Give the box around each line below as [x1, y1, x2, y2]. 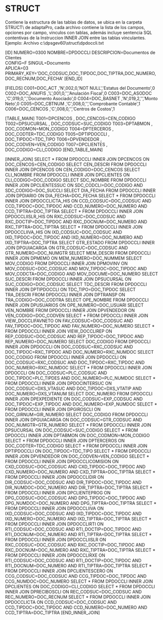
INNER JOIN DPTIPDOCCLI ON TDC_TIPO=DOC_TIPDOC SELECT [5, 286, 136, 292]
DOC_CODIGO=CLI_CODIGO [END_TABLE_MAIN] [5, 147, 103, 153]
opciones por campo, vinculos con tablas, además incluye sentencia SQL [5, 29, 152, 35]
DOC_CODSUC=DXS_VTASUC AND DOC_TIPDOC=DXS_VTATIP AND [5, 386, 142, 391]
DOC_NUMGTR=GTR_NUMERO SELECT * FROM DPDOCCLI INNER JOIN [5, 422, 151, 428]
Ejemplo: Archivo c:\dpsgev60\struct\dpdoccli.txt [5, 40, 104, 46]
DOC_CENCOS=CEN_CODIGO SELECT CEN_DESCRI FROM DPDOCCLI [5, 161, 147, 167]
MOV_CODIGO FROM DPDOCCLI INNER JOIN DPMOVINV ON [5, 260, 128, 266]
